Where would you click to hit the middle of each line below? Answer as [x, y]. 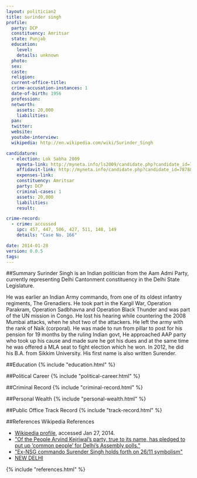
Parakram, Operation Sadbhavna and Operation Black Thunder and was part [98, 310]
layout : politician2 [31, 11]
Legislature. [20, 286]
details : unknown [38, 55]
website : [22, 132]
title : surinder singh [34, 17]
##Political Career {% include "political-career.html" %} [73, 376]
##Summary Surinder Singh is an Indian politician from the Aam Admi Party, [98, 273]
